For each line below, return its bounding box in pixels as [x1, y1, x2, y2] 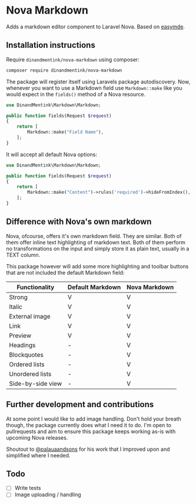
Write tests [14, 485, 41, 492]
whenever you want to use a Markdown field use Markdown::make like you [6, 84, 182, 92]
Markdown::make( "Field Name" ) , [27, 129, 104, 135]
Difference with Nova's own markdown [6, 217, 152, 227]
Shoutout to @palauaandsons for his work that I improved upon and [6, 446, 170, 453]
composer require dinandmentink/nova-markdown [6, 67, 122, 73]
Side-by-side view [9, 379, 62, 388]
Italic [9, 303, 22, 311]
